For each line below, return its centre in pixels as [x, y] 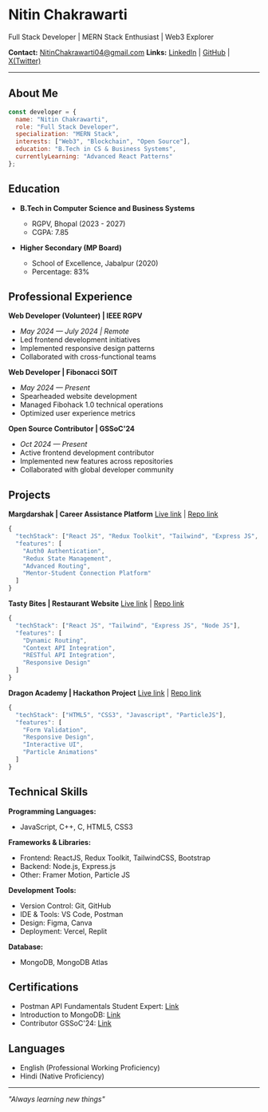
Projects [30, 494]
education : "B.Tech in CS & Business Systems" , [96, 149]
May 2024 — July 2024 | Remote [75, 331]
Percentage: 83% [61, 271]
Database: [26, 947]
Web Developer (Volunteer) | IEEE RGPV [75, 316]
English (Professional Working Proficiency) [90, 1068]
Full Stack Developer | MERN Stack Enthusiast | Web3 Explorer [111, 37]
